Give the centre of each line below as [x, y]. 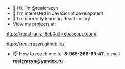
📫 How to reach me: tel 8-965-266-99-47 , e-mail [66, 54]
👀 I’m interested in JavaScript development [58, 13]
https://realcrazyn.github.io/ [35, 44]
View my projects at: [34, 24]
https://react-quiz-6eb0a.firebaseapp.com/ [51, 34]
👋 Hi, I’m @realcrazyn [36, 8]
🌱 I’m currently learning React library [51, 19]
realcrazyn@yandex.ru [38, 61]
